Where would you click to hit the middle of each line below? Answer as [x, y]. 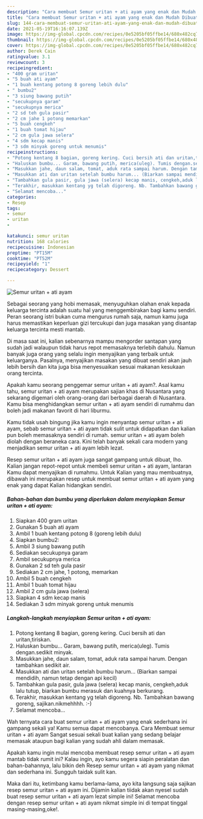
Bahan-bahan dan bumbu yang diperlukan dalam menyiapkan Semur [96, 499]
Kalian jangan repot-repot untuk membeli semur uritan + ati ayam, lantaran [99, 466]
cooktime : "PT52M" [30, 258]
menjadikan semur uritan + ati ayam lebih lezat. [65, 448]
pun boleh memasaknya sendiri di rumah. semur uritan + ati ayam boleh [96, 435]
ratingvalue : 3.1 [29, 57]
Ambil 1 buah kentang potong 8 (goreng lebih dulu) [79, 533]
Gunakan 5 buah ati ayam [47, 527]
